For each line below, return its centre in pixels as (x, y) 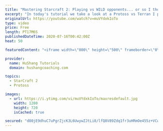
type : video (17, 23)
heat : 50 (14, 41)
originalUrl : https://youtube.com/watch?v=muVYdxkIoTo (62, 18)
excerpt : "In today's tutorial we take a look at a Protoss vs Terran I (80, 14)
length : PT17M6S (21, 32)
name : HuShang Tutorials (34, 63)
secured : (14, 121)
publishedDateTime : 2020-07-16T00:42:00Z (48, 37)
